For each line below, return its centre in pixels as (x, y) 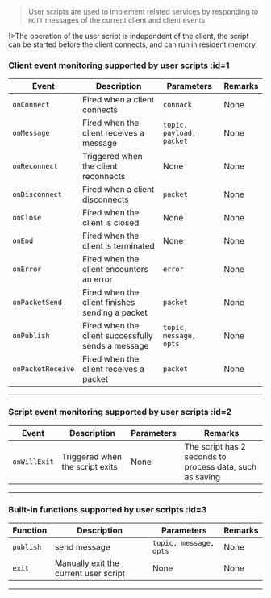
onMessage (31, 133)
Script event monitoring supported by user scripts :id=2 (120, 412)
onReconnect (35, 166)
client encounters (115, 270)
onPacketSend (38, 303)
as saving (202, 477)
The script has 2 (215, 446)
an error (97, 279)
